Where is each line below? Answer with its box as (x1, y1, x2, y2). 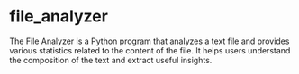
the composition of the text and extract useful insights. (9, 54, 213, 65)
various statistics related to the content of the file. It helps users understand (9, 45, 291, 55)
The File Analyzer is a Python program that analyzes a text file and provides (9, 36, 290, 46)
